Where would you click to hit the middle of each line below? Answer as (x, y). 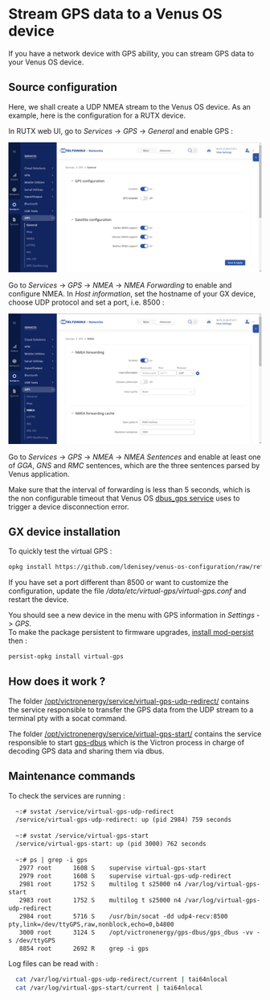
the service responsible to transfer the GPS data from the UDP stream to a (131, 709)
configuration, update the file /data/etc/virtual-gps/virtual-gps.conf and (127, 591)
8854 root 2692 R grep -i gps (84, 948)
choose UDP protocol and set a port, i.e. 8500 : (86, 302)
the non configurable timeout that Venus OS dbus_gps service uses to (124, 498)
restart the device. (39, 600)
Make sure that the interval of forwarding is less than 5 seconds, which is (129, 489)
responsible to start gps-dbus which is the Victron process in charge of (127, 742)
